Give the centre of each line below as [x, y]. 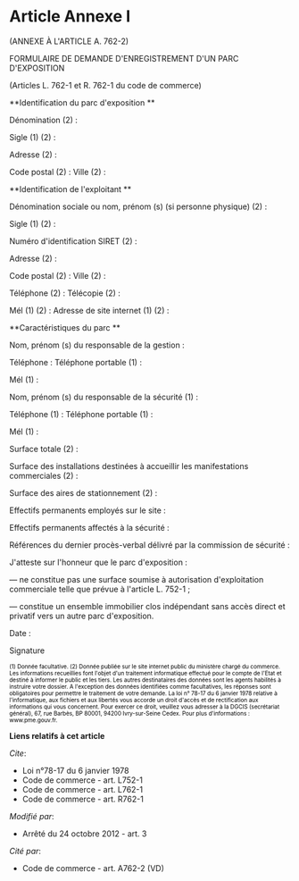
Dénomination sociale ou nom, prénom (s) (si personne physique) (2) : [138, 206]
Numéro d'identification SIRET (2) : [73, 241]
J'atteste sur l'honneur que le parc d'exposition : [98, 562]
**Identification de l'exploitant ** [71, 189]
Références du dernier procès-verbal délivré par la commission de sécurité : [149, 545]
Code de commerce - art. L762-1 [83, 789]
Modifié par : [32, 816]
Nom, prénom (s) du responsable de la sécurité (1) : [104, 397]
